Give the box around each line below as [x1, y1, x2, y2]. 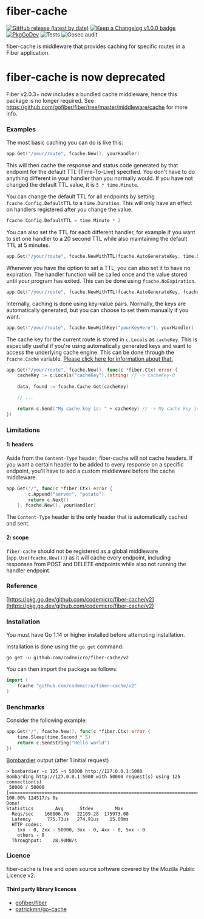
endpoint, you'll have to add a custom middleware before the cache [6, 467, 175, 474]
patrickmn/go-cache [15, 906, 67, 913]
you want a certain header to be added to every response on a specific [6, 460, 184, 468]
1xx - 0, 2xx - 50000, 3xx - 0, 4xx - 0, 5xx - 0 [17, 827, 146, 833]
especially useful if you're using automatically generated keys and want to [6, 342, 192, 349]
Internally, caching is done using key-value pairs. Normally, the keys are [6, 300, 186, 307]
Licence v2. [6, 872, 36, 879]
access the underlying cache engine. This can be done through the [6, 349, 174, 356]
